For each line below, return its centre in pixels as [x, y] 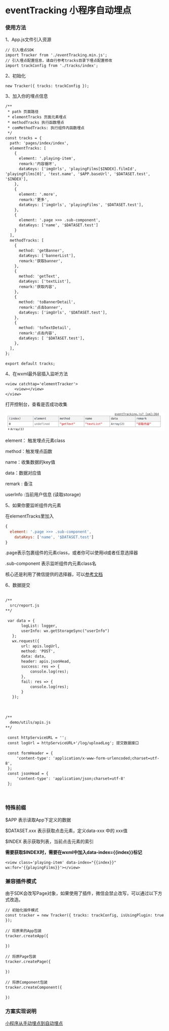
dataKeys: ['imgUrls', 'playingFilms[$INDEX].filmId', [78, 169]
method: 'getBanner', [41, 251]
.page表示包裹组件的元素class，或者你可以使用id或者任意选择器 [72, 553]
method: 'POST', [38, 651]
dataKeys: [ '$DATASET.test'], [52, 339]
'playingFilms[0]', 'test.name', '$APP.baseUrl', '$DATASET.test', [78, 174]
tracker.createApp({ [27, 936]
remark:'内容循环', [38, 164]
